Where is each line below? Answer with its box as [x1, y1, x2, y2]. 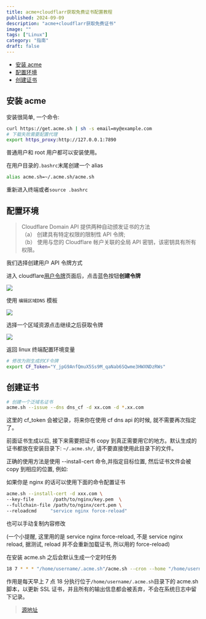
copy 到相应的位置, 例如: [6, 466, 69, 473]
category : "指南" [6, 37, 49, 44]
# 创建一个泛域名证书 [6, 399, 53, 405]
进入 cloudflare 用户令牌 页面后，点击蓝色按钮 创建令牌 [6, 272, 141, 279]
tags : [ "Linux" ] [6, 32, 48, 38]
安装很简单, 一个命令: [6, 113, 60, 120]
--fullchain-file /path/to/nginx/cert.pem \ [6, 502, 122, 509]
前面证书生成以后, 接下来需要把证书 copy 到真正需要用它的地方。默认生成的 [6, 437, 197, 445]
